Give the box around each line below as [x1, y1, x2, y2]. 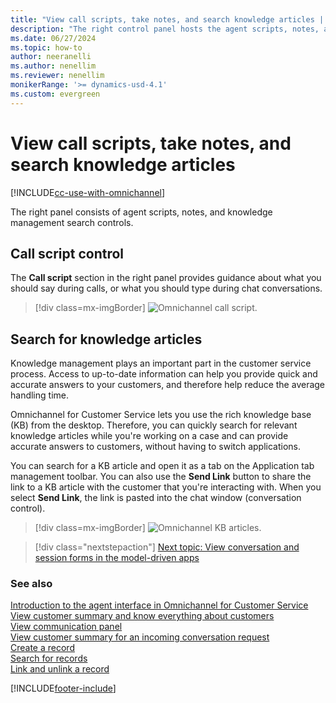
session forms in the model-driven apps [34, 552, 200, 564]
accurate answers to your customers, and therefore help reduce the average [10, 379, 326, 391]
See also [10, 577, 53, 591]
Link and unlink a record [10, 663, 110, 675]
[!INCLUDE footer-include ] [10, 682, 117, 695]
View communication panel [10, 621, 123, 633]
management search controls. [10, 216, 134, 228]
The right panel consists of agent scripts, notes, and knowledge [10, 206, 273, 218]
